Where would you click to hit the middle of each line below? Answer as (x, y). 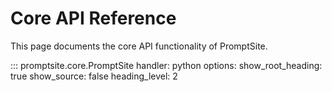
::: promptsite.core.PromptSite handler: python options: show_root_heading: (166, 65)
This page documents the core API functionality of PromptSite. (139, 46)
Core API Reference (93, 18)
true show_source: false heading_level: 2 (94, 76)
